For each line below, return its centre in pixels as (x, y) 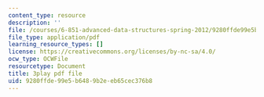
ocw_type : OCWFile (38, 59)
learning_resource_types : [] (56, 45)
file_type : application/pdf (54, 37)
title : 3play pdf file (45, 74)
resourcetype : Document (47, 66)
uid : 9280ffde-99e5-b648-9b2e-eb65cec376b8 (81, 81)
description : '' (35, 23)
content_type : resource (47, 15)
